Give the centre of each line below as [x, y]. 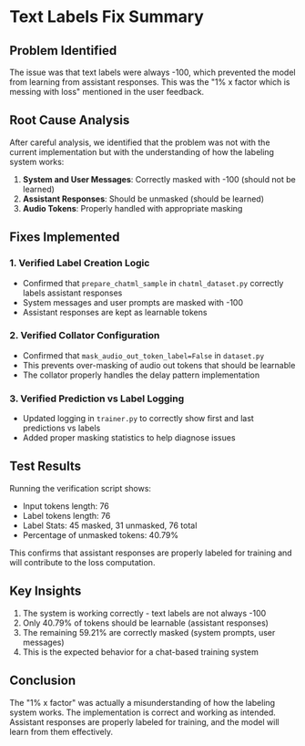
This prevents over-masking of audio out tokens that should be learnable [159, 365]
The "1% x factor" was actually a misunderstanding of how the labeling [142, 702]
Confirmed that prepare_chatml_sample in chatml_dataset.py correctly [153, 283]
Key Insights [46, 591]
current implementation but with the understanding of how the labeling [142, 151]
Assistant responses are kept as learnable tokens [115, 312]
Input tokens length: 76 [66, 506]
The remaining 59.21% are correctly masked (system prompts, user [149, 632]
